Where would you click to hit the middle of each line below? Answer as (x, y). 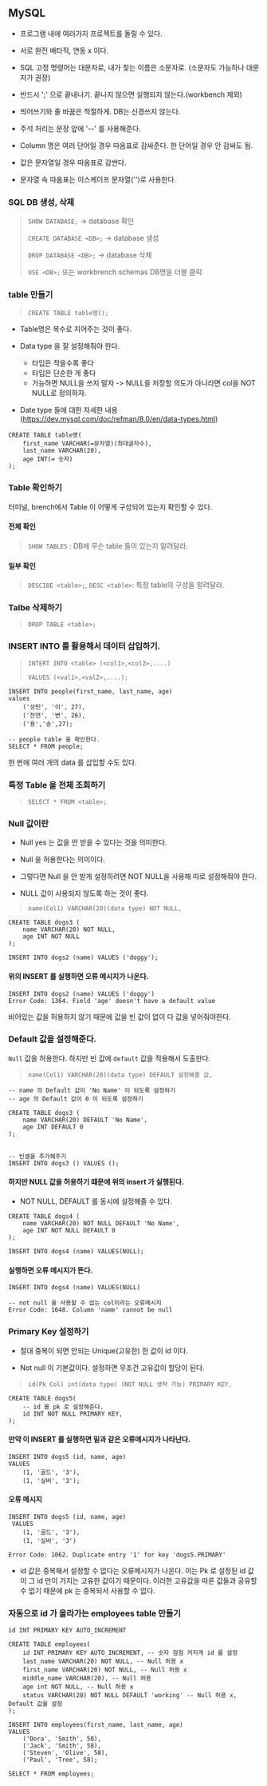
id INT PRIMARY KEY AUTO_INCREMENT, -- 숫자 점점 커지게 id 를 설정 (130, 1653)
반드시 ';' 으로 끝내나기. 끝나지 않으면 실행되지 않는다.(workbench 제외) (131, 94)
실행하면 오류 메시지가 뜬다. (51, 1270)
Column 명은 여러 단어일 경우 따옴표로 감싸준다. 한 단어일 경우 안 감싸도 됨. (136, 145)
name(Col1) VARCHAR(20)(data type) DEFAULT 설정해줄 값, (120, 1075)
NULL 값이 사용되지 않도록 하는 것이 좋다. (84, 893)
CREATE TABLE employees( (49, 1644)
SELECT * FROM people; (46, 746)
